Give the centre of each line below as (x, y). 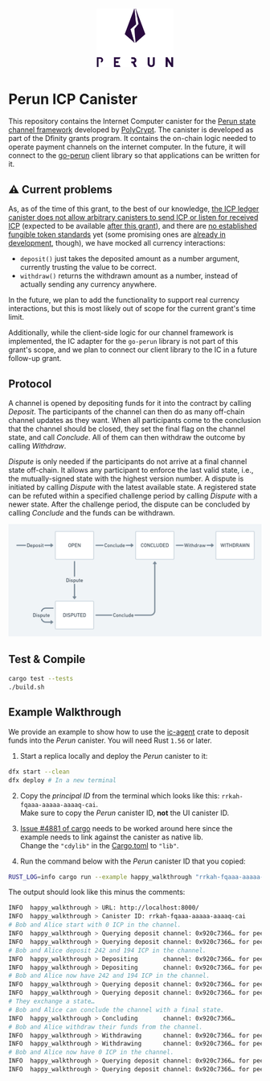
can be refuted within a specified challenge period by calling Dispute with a (133, 495)
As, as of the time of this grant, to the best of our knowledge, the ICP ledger (134, 209)
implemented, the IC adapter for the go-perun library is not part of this (123, 342)
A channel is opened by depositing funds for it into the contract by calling (130, 403)
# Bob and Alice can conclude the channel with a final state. (117, 1010)
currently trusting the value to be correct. (88, 267)
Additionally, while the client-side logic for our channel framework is (121, 333)
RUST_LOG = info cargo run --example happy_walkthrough (100, 877)
